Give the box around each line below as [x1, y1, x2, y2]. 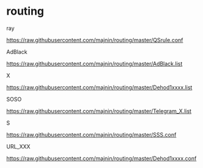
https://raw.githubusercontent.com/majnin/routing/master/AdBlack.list [6, 60, 183, 67]
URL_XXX [6, 142, 31, 150]
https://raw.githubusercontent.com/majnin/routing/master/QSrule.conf [6, 36, 183, 43]
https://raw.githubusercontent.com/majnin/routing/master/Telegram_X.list [6, 107, 191, 114]
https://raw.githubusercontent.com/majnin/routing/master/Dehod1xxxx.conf [6, 155, 197, 162]
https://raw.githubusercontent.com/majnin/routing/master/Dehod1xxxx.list [6, 84, 193, 91]
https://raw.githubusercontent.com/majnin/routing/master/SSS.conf [6, 131, 177, 138]
